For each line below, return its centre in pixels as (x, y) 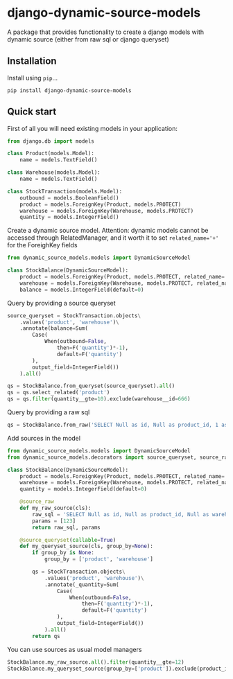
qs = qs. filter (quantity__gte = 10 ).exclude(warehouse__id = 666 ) (99, 399)
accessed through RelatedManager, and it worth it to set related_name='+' (113, 238)
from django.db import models (51, 141)
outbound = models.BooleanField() (69, 198)
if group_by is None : (63, 553)
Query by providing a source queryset (61, 303)
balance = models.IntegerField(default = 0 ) (82, 290)
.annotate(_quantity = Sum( (81, 584)
